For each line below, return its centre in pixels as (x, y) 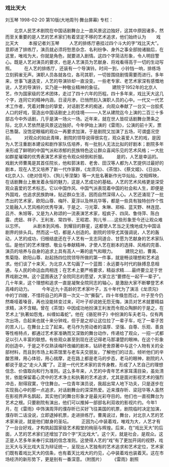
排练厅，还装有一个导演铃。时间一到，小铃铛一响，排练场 (101, 69)
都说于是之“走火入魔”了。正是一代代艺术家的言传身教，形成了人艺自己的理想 (84, 365)
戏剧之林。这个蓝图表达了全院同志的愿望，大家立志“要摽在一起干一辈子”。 (86, 276)
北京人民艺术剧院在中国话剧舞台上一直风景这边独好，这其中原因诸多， (87, 31)
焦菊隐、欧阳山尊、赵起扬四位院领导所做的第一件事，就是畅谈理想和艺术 (80, 258)
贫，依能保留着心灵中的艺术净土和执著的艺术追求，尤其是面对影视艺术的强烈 (84, 377)
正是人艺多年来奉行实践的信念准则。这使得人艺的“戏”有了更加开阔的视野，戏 (84, 440)
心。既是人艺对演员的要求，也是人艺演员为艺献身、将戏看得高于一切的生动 (82, 62)
